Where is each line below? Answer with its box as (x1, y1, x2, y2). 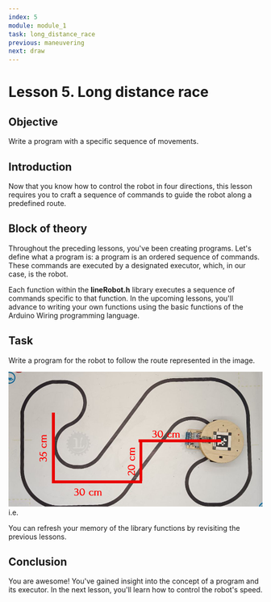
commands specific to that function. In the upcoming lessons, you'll (8, 293, 234, 303)
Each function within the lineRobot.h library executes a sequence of (8, 284, 236, 294)
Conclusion (8, 555, 68, 569)
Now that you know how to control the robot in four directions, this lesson (8, 181, 252, 191)
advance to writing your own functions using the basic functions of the (8, 301, 244, 311)
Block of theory (8, 222, 87, 236)
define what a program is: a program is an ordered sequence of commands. (8, 251, 261, 262)
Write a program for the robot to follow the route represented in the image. (8, 356, 256, 365)
